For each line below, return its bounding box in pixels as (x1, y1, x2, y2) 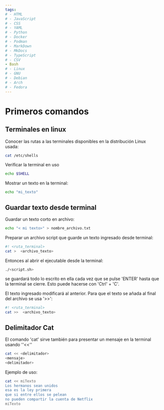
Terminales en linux (5, 126, 66, 134)
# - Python (5, 30, 27, 35)
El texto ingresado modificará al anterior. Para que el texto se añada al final (5, 290, 156, 297)
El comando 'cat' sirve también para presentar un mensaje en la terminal (5, 336, 151, 342)
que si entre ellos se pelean (5, 392, 67, 397)
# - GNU (5, 71, 21, 76)
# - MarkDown (5, 44, 32, 49)
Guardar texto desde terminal (5, 203, 97, 211)
